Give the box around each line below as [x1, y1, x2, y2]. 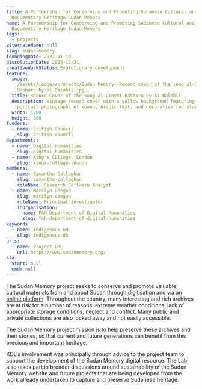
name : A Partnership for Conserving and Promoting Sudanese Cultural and [6, 20, 195, 26]
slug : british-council [17, 132, 74, 138]
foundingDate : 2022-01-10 [6, 54, 71, 60]
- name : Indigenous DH [11, 227, 69, 233]
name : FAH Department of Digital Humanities [22, 210, 136, 216]
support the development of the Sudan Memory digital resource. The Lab [6, 357, 188, 364]
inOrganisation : [17, 204, 58, 210]
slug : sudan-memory [6, 48, 55, 54]
